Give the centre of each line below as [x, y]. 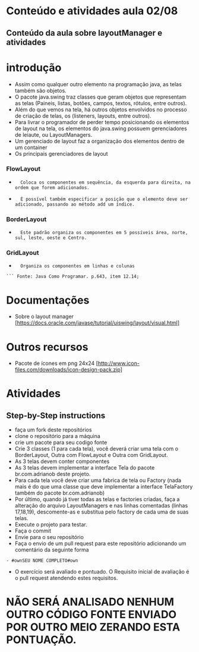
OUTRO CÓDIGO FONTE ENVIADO [91, 615]
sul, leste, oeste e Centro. [51, 238]
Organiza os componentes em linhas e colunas [78, 266]
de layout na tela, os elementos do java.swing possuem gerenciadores [101, 128]
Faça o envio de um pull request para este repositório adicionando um [100, 544]
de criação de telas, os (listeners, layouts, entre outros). [83, 116]
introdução [34, 67]
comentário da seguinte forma [52, 550]
